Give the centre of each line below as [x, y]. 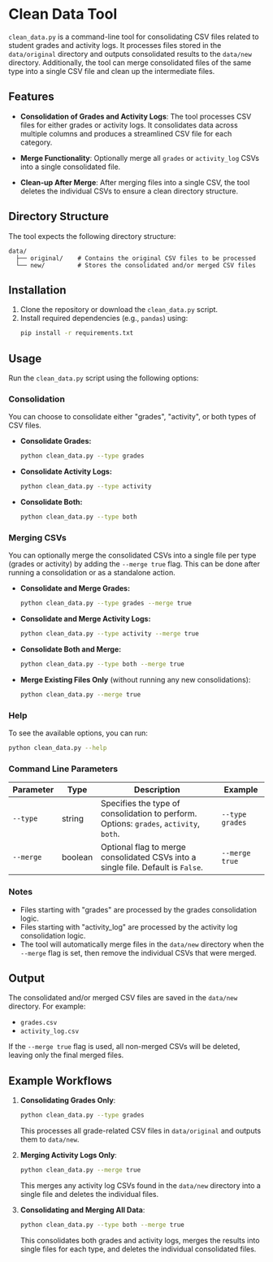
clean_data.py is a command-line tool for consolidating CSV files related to [134, 37]
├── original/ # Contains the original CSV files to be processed [136, 258]
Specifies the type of [140, 804]
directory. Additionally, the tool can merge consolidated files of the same [130, 63]
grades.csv [39, 1023]
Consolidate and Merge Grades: [75, 588]
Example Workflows [60, 1080]
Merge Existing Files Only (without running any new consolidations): [135, 679]
